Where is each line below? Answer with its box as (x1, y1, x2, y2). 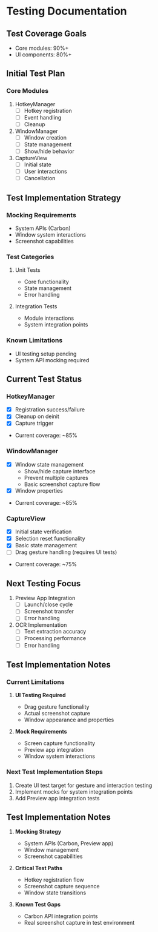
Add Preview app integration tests (15, 794, 100, 802)
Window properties (15, 487, 64, 494)
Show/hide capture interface (24, 467, 96, 474)
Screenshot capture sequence (24, 883, 100, 890)
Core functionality (24, 278, 70, 286)
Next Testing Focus (6, 578, 81, 589)
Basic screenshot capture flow (24, 481, 100, 488)
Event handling (24, 113, 62, 121)
